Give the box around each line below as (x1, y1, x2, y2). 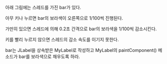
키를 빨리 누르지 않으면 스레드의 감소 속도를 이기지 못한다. (5, 37, 119, 42)
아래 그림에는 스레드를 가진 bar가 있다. (5, 5, 81, 10)
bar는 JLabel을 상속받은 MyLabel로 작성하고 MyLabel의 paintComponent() (5, 47, 157, 53)
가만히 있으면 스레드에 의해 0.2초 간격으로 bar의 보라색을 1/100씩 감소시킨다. (5, 26, 157, 32)
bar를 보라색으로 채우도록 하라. (18, 53, 80, 59)
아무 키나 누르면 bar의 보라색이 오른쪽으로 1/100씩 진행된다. (5, 15, 123, 21)
